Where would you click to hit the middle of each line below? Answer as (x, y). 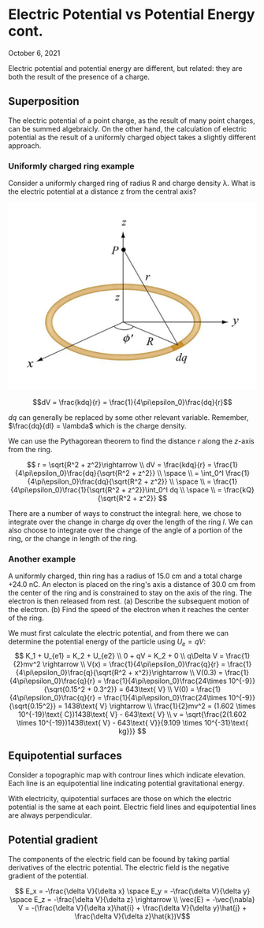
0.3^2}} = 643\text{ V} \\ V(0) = (144, 689)
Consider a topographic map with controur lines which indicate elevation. (127, 774)
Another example (42, 559)
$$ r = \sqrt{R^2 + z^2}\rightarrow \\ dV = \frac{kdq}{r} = (119, 464)
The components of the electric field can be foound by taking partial (119, 859)
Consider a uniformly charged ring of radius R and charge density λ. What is (132, 184)
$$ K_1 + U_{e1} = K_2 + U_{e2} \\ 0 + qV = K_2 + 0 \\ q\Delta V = (119, 656)
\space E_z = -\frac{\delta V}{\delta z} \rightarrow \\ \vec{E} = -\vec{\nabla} (132, 899)
